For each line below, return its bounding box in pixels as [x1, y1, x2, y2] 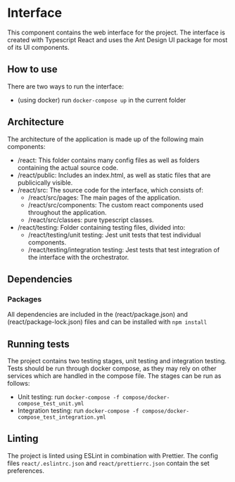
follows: [7, 379, 30, 388]
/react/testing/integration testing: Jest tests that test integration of [27, 245, 220, 254]
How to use [7, 63, 58, 75]
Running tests [7, 338, 70, 350]
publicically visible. [17, 178, 73, 187]
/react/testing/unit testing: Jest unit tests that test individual [27, 230, 201, 239]
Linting [7, 433, 39, 445]
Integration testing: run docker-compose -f [17, 406, 139, 415]
